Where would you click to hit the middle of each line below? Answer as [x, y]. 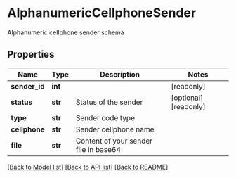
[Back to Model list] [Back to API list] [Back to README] [88, 167]
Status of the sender [109, 102]
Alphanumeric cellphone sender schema [66, 32]
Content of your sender [114, 141]
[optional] [187, 98]
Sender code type [105, 117]
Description [120, 74]
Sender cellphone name [115, 129]
